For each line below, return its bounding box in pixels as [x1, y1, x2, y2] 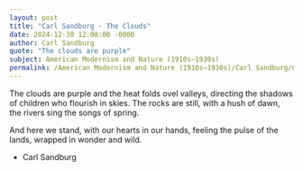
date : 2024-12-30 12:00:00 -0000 [9, 30, 135, 39]
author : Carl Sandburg [9, 38, 95, 48]
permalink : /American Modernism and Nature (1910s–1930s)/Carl [9, 64, 252, 73]
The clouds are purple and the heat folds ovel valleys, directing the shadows [9, 87, 293, 99]
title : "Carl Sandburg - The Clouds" [9, 22, 151, 31]
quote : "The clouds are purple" [9, 47, 131, 56]
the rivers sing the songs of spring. [9, 107, 140, 118]
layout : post [9, 13, 59, 22]
